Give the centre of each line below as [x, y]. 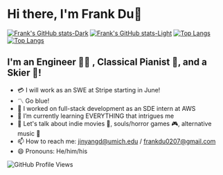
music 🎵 [29, 133]
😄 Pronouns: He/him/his [52, 151]
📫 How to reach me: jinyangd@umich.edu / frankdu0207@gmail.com [116, 141]
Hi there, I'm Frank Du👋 [75, 14]
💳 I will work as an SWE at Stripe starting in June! [89, 90]
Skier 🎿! [24, 73]
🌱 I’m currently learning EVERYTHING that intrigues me [96, 116]
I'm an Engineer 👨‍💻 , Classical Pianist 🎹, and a [107, 62]
